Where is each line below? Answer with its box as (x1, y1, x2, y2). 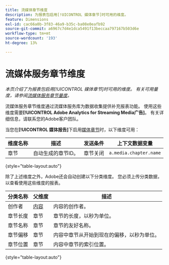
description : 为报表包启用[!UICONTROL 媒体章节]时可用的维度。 (5, 12, 129, 17)
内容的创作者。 (53, 203, 90, 210)
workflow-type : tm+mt (5, 31, 51, 36)
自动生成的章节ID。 (33, 149, 79, 157)
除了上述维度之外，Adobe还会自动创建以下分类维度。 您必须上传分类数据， (5, 173, 162, 179)
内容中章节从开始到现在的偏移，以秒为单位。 (53, 231, 160, 238)
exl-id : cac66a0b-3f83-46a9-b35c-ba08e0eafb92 (5, 21, 105, 27)
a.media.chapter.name (108, 150, 161, 156)
